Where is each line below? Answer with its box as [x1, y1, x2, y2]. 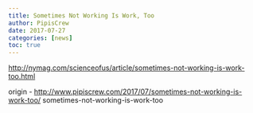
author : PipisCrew [8, 19, 69, 27]
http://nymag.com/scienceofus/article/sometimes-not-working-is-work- [8, 63, 245, 72]
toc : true [8, 41, 41, 49]
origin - [8, 87, 33, 96]
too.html [8, 72, 36, 81]
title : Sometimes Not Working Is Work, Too [8, 11, 155, 20]
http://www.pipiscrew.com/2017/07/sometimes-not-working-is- [33, 87, 243, 96]
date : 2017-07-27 [8, 26, 66, 34]
